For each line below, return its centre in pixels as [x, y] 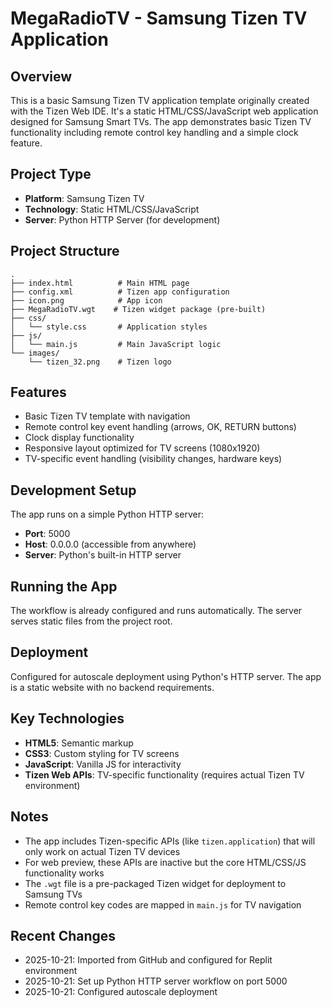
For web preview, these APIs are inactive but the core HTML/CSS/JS [165, 862]
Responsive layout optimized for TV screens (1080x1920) [142, 448]
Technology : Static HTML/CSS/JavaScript [112, 209]
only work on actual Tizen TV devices [102, 851]
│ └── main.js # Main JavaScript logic [116, 344]
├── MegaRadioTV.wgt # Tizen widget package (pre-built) [138, 309]
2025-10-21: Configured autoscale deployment [121, 992]
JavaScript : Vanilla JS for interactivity [103, 764]
